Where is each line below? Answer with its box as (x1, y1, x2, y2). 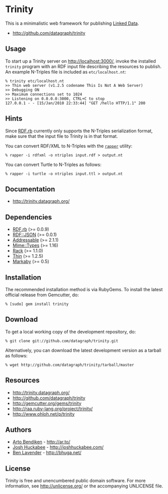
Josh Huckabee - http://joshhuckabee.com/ (12, 444, 104, 450)
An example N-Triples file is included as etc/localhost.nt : (5, 69, 127, 75)
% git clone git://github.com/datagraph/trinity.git (5, 338, 119, 344)
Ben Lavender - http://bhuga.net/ (12, 450, 82, 456)
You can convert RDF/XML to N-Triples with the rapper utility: (5, 143, 133, 149)
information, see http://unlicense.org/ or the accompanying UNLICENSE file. (5, 483, 163, 489)
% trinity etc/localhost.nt (5, 78, 65, 84)
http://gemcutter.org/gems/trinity (12, 400, 82, 406)
